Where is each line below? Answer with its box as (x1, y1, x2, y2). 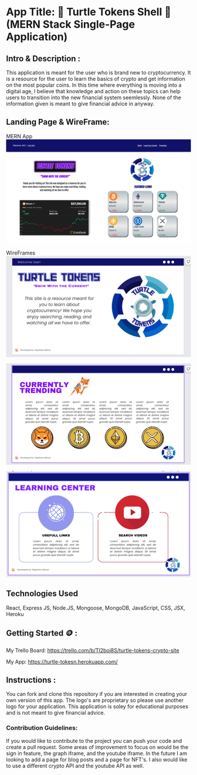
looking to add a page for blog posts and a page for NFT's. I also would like (6, 756, 188, 763)
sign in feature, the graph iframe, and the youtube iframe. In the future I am (6, 750, 188, 757)
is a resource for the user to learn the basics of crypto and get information (6, 76, 186, 82)
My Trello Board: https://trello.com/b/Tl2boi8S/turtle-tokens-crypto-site (6, 647, 180, 654)
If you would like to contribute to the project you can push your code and (6, 737, 182, 744)
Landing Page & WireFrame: (6, 117, 110, 127)
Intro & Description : (6, 53, 81, 63)
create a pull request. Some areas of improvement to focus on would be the (6, 743, 189, 750)
